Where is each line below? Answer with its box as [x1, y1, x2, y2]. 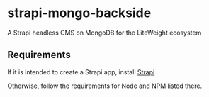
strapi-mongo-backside [7, 5, 152, 21]
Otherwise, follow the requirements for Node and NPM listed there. [7, 81, 203, 90]
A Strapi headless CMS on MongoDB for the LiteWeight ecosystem [7, 28, 202, 37]
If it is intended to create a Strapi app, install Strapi [7, 67, 155, 76]
